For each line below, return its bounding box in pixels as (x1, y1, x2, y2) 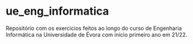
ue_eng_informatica (5, 4, 109, 18)
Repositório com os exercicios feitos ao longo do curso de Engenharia (5, 24, 182, 32)
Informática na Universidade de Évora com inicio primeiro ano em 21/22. (5, 31, 188, 38)
